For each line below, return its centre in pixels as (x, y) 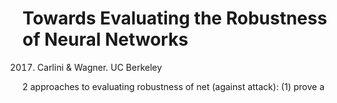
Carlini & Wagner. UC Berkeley (99, 67)
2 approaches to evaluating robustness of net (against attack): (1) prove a (173, 86)
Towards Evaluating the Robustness (175, 18)
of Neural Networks (105, 39)
